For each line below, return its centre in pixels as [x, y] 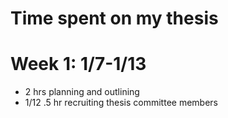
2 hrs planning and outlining [82, 92]
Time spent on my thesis [114, 18]
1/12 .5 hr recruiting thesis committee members [121, 103]
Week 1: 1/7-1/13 [78, 64]
